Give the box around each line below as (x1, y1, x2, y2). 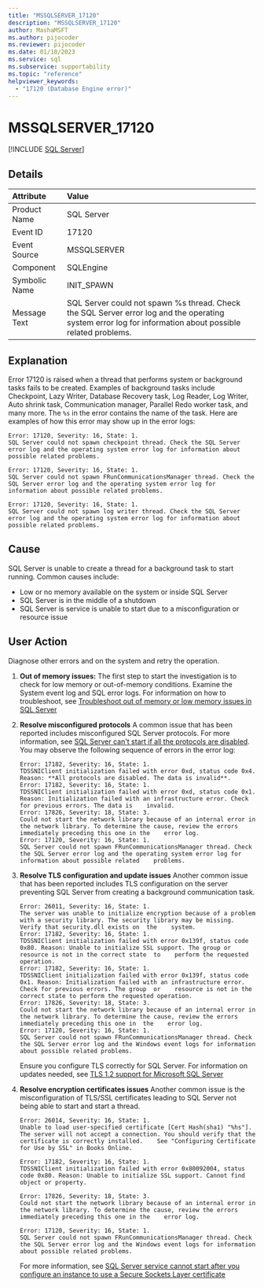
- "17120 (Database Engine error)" (15, 84, 132, 93)
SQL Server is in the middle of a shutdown (19, 595, 156, 605)
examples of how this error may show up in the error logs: (8, 416, 196, 426)
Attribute (12, 190, 47, 202)
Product (12, 204, 42, 215)
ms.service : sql (8, 56, 61, 64)
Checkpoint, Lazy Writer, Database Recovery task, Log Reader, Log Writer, (8, 391, 249, 401)
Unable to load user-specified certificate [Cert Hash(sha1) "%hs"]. (19, 1123, 253, 1131)
